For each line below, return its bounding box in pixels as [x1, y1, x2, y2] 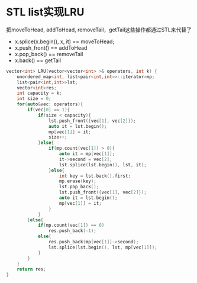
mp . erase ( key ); [59, 178, 96, 184]
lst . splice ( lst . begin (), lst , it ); [59, 162, 147, 168]
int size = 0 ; [17, 96, 51, 102]
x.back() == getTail [14, 57, 61, 64]
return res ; [17, 266, 46, 272]
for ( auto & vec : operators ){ [17, 101, 83, 107]
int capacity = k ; [17, 90, 62, 97]
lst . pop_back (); [59, 184, 99, 190]
